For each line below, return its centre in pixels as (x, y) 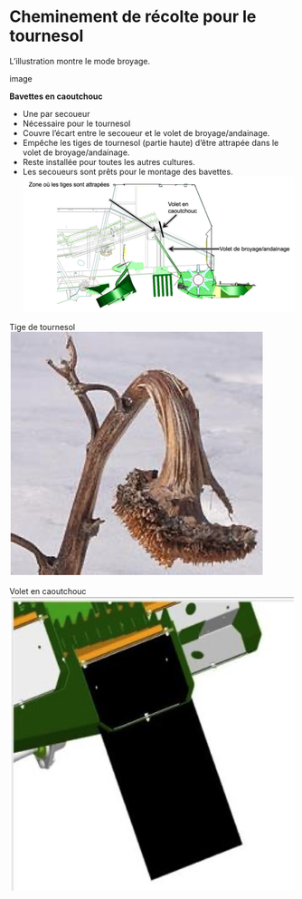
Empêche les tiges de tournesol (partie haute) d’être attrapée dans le (151, 142)
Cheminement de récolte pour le (133, 17)
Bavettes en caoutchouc (56, 96)
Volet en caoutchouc (48, 591)
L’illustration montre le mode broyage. (80, 61)
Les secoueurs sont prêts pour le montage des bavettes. (127, 171)
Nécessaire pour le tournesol (76, 123)
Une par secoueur (56, 113)
